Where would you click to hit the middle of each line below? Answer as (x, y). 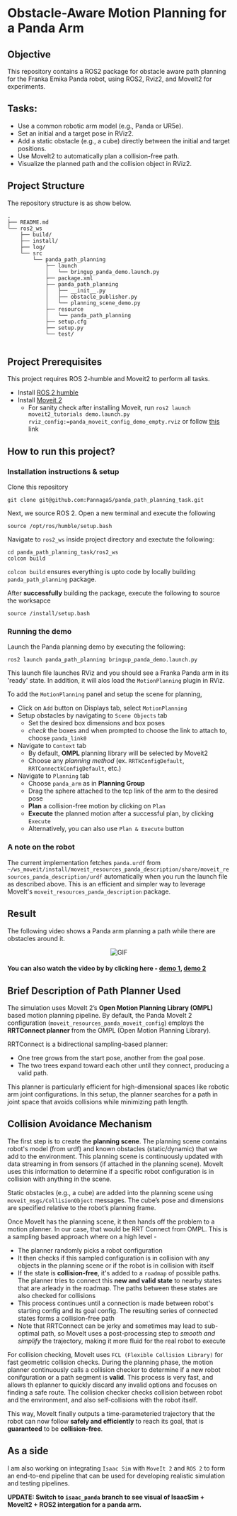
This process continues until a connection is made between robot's (116, 1303)
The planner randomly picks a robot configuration (90, 1250)
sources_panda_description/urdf (55, 877)
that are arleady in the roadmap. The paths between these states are (117, 1288)
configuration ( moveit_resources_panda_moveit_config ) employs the (106, 1023)
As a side (28, 1451)
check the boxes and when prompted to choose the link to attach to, (128, 731)
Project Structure (46, 186)
